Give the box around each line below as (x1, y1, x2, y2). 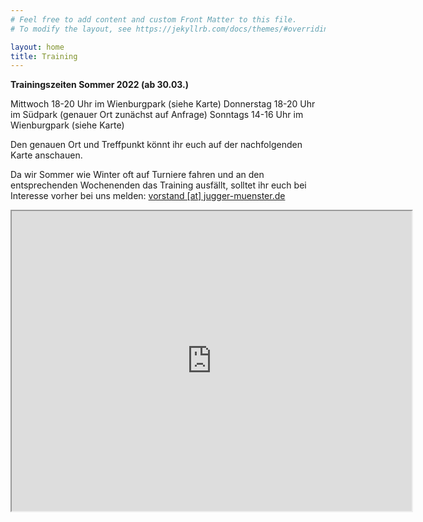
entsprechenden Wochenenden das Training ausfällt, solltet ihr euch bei (10, 179, 307, 191)
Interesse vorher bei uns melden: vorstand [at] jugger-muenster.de (10, 190, 286, 202)
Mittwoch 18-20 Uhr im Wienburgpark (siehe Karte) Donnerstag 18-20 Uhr (10, 98, 316, 110)
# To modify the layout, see (10, 24, 132, 34)
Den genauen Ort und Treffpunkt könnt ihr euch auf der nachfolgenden (10, 139, 303, 151)
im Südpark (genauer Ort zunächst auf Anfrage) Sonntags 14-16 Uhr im (10, 109, 304, 121)
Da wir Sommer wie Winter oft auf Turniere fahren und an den (10, 169, 265, 181)
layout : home (10, 42, 65, 52)
